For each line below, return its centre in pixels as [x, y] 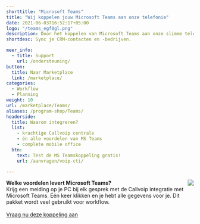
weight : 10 [20, 100]
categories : [21, 83]
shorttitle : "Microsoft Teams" [45, 12]
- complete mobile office [49, 144]
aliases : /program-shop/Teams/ [45, 111]
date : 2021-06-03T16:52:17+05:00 [48, 23]
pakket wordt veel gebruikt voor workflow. [58, 202]
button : [16, 67]
